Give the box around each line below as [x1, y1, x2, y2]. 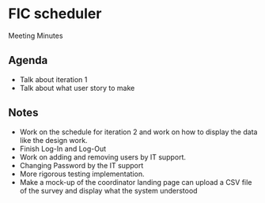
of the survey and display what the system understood [19, 186, 198, 195]
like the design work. [19, 135, 89, 145]
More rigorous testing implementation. [19, 169, 145, 179]
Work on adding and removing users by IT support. [19, 152, 187, 162]
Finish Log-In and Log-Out [19, 144, 107, 153]
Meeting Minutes [8, 31, 63, 40]
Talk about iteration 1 [19, 74, 88, 84]
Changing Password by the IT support [19, 160, 144, 170]
